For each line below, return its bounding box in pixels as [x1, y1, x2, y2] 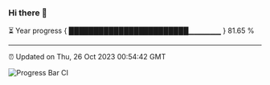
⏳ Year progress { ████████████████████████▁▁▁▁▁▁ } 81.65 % [8, 26, 255, 35]
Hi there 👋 [8, 7, 48, 18]
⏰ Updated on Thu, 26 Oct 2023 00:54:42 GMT [8, 52, 166, 62]
